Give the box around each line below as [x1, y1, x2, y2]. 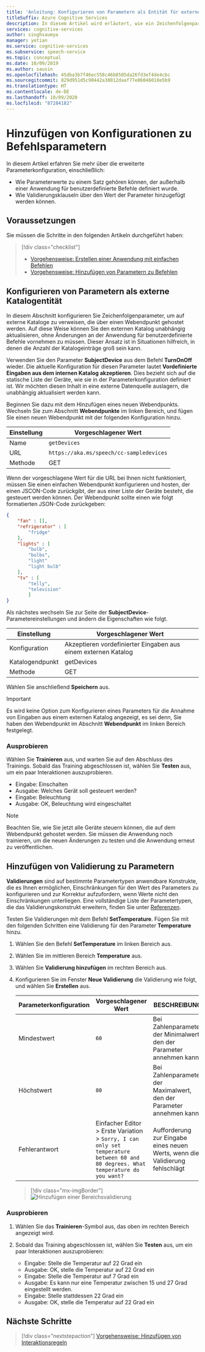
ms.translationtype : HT [6, 83, 67, 89]
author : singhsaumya [6, 32, 59, 38]
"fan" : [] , [17, 518, 48, 524]
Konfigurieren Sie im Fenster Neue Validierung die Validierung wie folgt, [15, 976, 197, 983]
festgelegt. [6, 727, 34, 734]
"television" [28, 586, 62, 592]
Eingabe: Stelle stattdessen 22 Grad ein [24, 1292, 124, 1299]
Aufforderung [153, 1126, 192, 1135]
